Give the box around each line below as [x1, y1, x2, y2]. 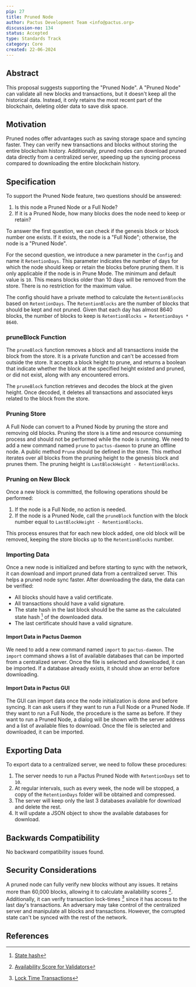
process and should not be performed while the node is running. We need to [6, 436, 190, 443]
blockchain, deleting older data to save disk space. [6, 102, 128, 109]
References [6, 931, 49, 941]
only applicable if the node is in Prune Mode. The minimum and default [6, 270, 176, 277]
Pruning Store [6, 410, 47, 418]
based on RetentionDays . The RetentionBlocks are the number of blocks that [6, 300, 190, 307]
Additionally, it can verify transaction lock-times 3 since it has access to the [6, 894, 187, 902]
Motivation [6, 119, 47, 129]
